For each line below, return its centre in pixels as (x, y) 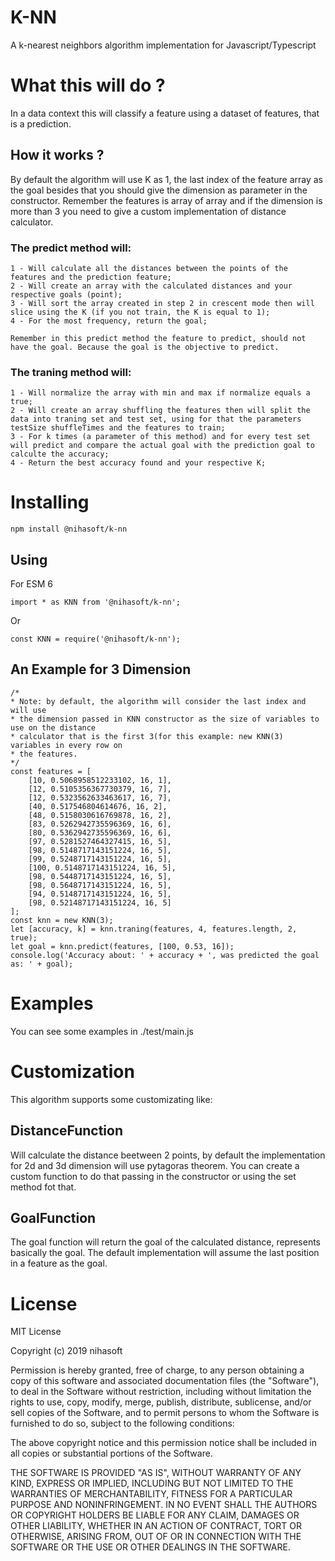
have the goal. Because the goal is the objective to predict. (145, 347)
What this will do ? (88, 85)
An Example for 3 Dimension (101, 669)
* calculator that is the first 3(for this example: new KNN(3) (147, 736)
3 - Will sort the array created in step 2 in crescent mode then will (162, 303)
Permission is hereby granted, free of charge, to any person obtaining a (157, 1370)
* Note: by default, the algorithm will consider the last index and (158, 701)
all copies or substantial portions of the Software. (111, 1453)
